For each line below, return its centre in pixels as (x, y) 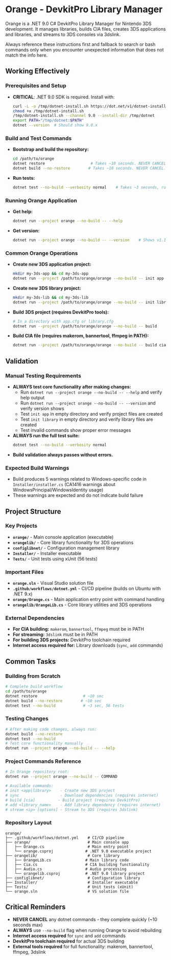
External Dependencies (35, 618)
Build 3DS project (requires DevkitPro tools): (60, 312)
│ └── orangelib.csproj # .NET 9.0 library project (75, 873)
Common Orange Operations (42, 253)
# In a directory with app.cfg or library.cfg (63, 321)
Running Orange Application (41, 200)
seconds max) (28, 925)
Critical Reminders (35, 907)
